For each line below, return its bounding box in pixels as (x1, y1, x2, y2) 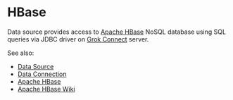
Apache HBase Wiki (17, 85, 75, 93)
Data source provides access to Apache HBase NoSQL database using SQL (7, 27, 227, 36)
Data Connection (17, 70, 67, 78)
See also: (7, 49, 34, 57)
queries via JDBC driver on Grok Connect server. (7, 35, 149, 43)
